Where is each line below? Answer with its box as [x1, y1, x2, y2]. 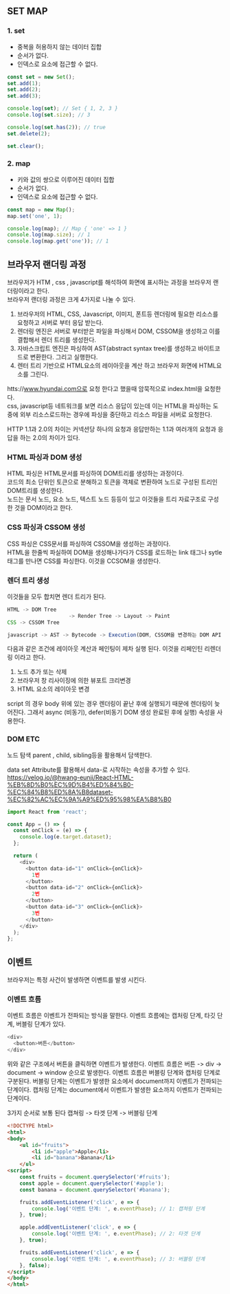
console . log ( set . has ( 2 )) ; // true [7, 124, 106, 131]
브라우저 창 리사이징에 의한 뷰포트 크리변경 [16, 676, 132, 684]
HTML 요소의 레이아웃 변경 [16, 685, 90, 693]
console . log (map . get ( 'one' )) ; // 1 [7, 238, 109, 245]
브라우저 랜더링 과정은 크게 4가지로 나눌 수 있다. [7, 295, 136, 304]
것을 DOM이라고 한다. [14, 504, 73, 512]
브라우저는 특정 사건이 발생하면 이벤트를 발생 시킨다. [7, 976, 146, 984]
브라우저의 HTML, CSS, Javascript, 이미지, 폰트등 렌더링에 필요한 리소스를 [16, 310, 218, 318]
